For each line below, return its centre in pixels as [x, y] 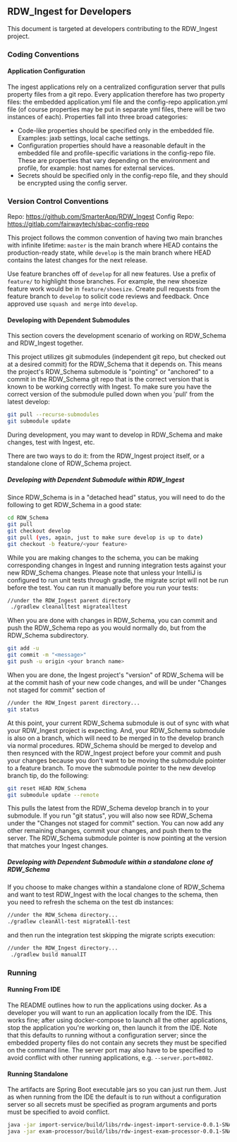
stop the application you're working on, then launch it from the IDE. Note [112, 1028]
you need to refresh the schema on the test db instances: [91, 902]
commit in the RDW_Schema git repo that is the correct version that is [108, 379]
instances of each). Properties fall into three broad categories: [98, 116]
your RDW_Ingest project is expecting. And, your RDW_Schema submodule [116, 730]
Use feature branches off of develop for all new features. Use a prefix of [112, 274]
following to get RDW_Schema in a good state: [75, 505]
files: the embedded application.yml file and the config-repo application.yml [117, 102]
